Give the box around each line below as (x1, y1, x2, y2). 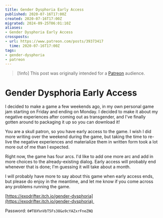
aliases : (5, 25, 23, 30)
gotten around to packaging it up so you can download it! (5, 119, 120, 125)
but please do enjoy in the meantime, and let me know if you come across (5, 178, 154, 184)
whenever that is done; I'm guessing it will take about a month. (5, 164, 131, 170)
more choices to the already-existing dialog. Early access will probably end (5, 159, 156, 165)
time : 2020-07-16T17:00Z (9, 43, 60, 48)
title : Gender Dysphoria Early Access (5, 7, 84, 12)
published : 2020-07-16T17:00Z (5, 12, 67, 17)
